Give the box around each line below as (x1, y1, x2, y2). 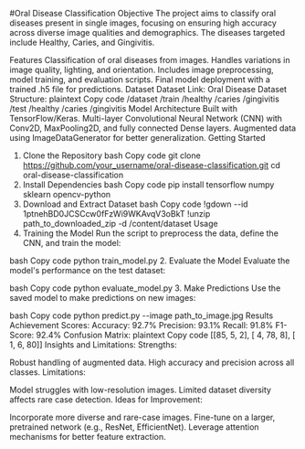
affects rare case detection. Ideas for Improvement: (9, 394, 203, 405)
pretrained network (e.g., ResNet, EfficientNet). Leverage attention (9, 422, 259, 433)
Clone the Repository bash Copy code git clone (22, 150, 201, 161)
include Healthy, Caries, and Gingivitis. (9, 37, 155, 48)
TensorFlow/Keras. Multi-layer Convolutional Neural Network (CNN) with (9, 113, 283, 123)
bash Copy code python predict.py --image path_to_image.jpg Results (9, 310, 274, 321)
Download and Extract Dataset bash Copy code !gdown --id (22, 198, 248, 209)
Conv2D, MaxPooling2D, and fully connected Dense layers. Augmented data (9, 123, 297, 134)
